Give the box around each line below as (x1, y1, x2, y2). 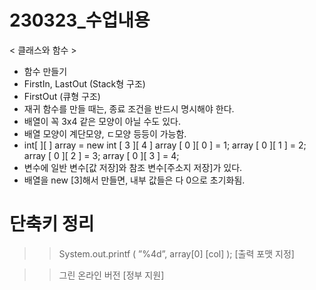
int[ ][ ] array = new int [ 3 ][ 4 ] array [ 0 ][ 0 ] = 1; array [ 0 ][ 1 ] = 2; (23, 139, 307, 151)
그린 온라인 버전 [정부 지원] (58, 269, 165, 281)
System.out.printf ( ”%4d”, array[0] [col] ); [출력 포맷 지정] (58, 247, 295, 260)
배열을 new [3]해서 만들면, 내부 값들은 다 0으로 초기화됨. (23, 174, 246, 186)
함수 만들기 (23, 65, 68, 77)
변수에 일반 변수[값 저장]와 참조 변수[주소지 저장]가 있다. (23, 161, 243, 173)
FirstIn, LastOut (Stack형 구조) (23, 77, 146, 90)
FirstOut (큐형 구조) (23, 90, 101, 102)
